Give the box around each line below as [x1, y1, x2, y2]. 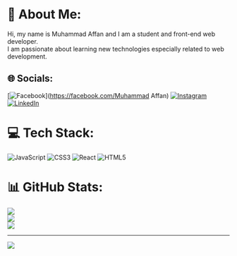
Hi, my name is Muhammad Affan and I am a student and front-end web [7, 30, 216, 38]
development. [7, 52, 47, 61]
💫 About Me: [7, 6, 82, 23]
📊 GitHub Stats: [7, 179, 104, 195]
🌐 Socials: [7, 73, 54, 85]
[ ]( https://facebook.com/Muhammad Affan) [7, 91, 169, 99]
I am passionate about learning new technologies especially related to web [7, 44, 224, 53]
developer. [7, 37, 39, 45]
